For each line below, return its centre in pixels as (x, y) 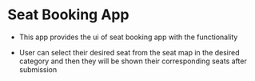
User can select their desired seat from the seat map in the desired (129, 52)
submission (38, 69)
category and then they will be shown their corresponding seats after (133, 61)
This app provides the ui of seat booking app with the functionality (128, 37)
